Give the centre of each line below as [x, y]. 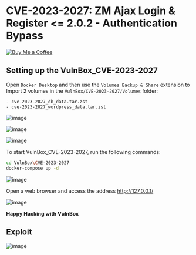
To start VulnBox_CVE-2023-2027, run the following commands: [83, 152]
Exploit [19, 232]
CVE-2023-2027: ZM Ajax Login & [91, 11]
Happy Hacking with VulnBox [43, 213]
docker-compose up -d [33, 168]
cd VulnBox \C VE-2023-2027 [38, 163]
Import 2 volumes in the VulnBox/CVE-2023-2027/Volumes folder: [82, 91]
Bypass [25, 36]
